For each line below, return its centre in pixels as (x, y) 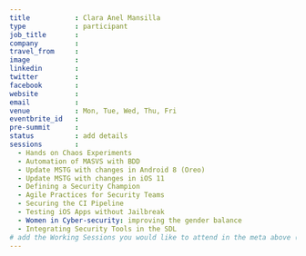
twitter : (44, 77)
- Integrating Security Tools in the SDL (97, 229)
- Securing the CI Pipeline (71, 204)
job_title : (44, 34)
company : (44, 43)
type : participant (69, 26)
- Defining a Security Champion (79, 187)
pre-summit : (44, 128)
